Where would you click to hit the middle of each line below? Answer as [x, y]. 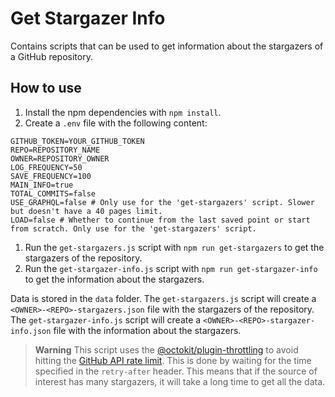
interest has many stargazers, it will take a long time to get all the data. [180, 381]
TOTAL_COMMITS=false [53, 193]
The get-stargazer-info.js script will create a [106, 319]
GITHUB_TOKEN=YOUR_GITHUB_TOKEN [77, 141]
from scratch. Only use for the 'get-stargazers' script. [133, 228]
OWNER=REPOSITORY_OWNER [60, 158]
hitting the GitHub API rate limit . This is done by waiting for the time [173, 360]
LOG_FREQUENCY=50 [46, 167]
